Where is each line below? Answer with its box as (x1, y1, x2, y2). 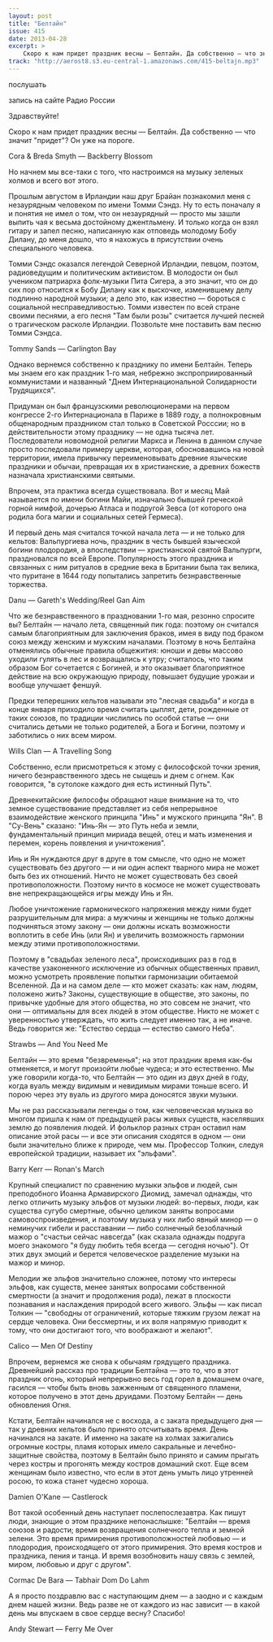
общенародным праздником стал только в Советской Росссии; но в (8, 418, 246, 428)
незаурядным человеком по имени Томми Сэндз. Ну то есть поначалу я (8, 200, 261, 210)
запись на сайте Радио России (8, 95, 115, 105)
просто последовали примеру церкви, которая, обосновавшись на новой (8, 444, 265, 454)
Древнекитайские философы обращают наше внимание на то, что (8, 794, 240, 805)
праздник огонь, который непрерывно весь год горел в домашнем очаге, (8, 1374, 264, 1384)
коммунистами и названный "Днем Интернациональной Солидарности (8, 376, 258, 386)
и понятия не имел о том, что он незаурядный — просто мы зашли (8, 208, 241, 218)
